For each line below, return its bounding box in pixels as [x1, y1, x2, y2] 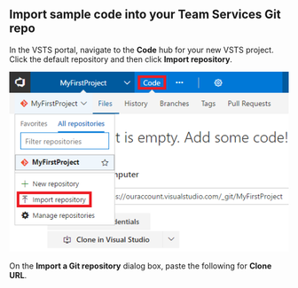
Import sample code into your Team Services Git [9, 7, 281, 22]
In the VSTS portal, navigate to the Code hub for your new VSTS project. [9, 44, 274, 55]
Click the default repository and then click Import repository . [9, 53, 233, 65]
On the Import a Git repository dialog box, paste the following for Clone [9, 261, 272, 271]
